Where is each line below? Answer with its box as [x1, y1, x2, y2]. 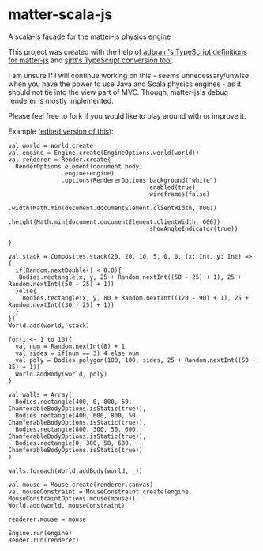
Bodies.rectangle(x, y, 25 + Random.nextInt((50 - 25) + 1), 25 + [18, 273, 242, 281]
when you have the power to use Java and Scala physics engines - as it [8, 79, 242, 89]
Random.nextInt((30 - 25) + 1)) [8, 300, 115, 309]
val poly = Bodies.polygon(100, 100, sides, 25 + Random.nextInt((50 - [15, 356, 257, 364]
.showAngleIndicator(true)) [145, 225, 239, 232]
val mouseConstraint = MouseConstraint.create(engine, [8, 488, 193, 496]
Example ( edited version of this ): [8, 126, 115, 136]
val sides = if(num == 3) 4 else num [15, 349, 140, 357]
